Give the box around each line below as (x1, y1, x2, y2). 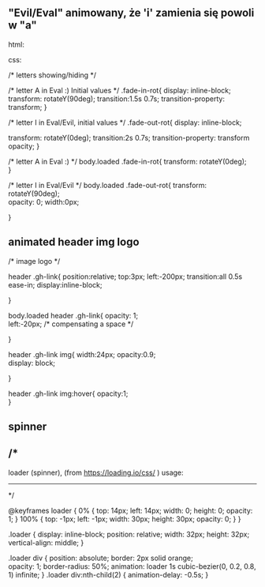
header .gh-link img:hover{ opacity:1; (8, 389, 129, 398)
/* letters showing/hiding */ (8, 70, 97, 80)
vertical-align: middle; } (8, 537, 84, 547)
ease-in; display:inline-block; (8, 280, 103, 289)
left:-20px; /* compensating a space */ (8, 319, 134, 329)
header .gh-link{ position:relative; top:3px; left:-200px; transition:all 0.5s (8, 272, 243, 281)
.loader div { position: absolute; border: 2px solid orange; (8, 553, 193, 563)
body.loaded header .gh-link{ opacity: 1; (8, 310, 139, 320)
